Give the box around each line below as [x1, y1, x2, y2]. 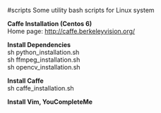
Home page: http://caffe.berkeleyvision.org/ [7, 27, 136, 35]
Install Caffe [7, 77, 44, 85]
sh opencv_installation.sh [7, 63, 80, 71]
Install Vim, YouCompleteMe [7, 98, 93, 106]
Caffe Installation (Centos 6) [7, 20, 93, 27]
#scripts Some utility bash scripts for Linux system [7, 6, 155, 14]
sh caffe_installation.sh [7, 84, 74, 92]
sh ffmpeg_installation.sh [7, 55, 80, 64]
